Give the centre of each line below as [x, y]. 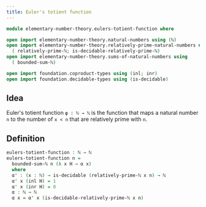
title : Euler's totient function [49, 12]
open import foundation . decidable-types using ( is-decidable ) [87, 79]
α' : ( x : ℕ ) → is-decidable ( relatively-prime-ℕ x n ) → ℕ [89, 175]
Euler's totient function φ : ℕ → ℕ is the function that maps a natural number [102, 113]
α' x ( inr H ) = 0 [34, 187]
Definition [25, 138]
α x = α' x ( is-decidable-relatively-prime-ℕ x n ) [78, 198]
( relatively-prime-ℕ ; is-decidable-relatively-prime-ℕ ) [86, 51]
